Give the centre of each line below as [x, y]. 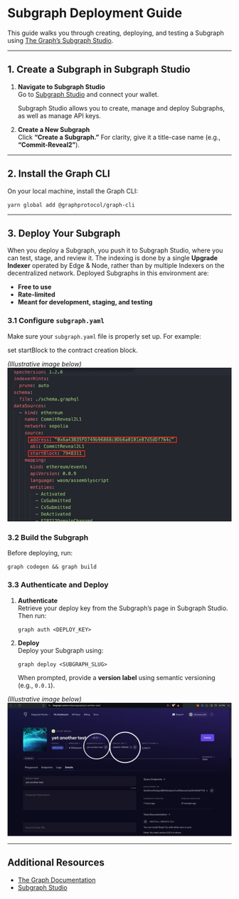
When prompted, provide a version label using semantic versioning [116, 677]
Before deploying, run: [40, 553]
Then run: [32, 615]
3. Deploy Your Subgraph [64, 233]
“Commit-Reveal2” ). [49, 145]
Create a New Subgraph [54, 129]
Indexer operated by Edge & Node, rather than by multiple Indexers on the [116, 266]
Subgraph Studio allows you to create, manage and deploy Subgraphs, [121, 108]
